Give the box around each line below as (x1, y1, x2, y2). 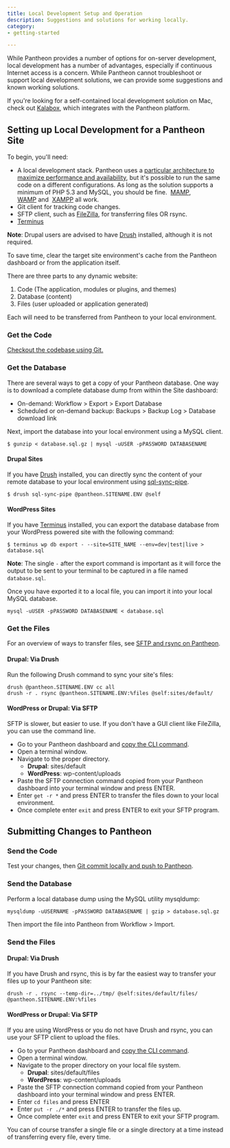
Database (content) (16, 293, 72, 301)
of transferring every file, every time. (7, 1133, 111, 1141)
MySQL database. (7, 595, 58, 603)
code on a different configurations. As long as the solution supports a (16, 181, 214, 189)
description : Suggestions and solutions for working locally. (7, 16, 189, 23)
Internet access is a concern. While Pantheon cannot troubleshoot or (7, 69, 203, 77)
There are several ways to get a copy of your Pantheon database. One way (7, 379, 219, 387)
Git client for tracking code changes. (16, 203, 121, 211)
